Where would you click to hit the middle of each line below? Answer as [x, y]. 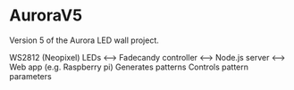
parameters [30, 76]
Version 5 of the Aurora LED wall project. [84, 40]
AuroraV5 [46, 16]
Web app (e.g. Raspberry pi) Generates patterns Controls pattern [129, 67]
